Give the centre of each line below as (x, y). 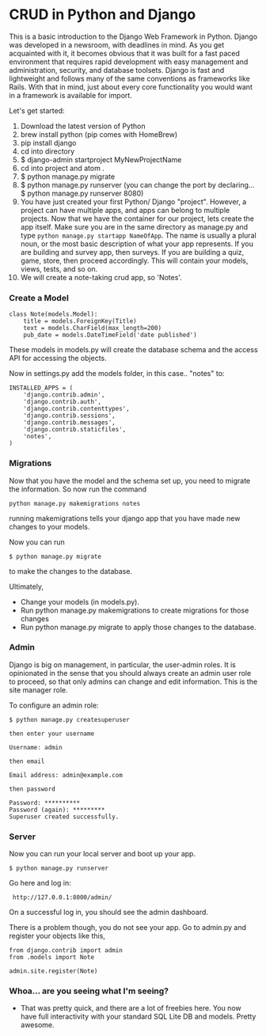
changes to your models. (49, 526)
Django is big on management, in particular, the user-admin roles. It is (122, 664)
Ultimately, (27, 586)
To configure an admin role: (54, 705)
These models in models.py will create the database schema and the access (133, 350)
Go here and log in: (40, 883)
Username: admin (36, 747)
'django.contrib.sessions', (69, 416)
